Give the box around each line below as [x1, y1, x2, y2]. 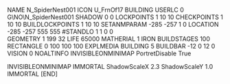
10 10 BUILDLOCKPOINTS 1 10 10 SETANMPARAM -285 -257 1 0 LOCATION [7, 20, 219, 28]
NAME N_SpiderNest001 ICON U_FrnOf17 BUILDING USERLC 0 [7, 6, 184, 14]
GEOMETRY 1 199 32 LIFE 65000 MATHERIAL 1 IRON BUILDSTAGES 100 [7, 35, 211, 43]
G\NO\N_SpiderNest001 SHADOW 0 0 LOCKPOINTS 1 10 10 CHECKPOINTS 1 [7, 13, 223, 21]
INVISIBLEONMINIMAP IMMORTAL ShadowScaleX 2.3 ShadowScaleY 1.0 [7, 63, 214, 70]
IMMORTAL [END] [7, 70, 58, 78]
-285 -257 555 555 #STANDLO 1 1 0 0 [7, 27, 113, 36]
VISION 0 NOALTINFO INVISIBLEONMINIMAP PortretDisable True [7, 49, 192, 57]
